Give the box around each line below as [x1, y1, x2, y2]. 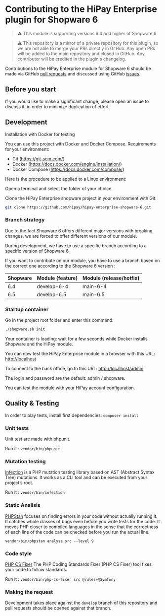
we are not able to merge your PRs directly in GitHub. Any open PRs [17, 45, 156, 51]
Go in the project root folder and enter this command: [5, 317, 114, 323]
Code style [5, 550, 32, 557]
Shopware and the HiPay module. [5, 341, 73, 347]
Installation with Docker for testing [5, 131, 75, 137]
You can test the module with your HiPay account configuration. [5, 385, 135, 391]
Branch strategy [5, 216, 45, 223]
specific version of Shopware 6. [5, 248, 70, 254]
